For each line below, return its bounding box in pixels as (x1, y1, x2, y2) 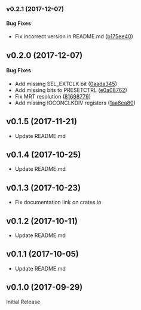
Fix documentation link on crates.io (14, 199, 102, 206)
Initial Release (6, 298, 41, 305)
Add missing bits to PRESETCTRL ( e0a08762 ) (14, 86, 127, 94)
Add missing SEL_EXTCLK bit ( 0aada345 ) (14, 80, 118, 87)
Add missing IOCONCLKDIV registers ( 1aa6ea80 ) (14, 99, 136, 106)
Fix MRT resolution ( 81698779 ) (14, 93, 91, 100)
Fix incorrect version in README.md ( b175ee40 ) (14, 33, 133, 40)
